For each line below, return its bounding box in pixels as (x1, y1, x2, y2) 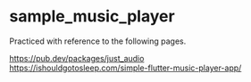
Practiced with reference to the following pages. (9, 36, 187, 46)
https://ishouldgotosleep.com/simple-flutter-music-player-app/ (9, 62, 242, 73)
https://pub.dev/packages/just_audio (9, 53, 145, 63)
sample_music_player (9, 6, 176, 27)
